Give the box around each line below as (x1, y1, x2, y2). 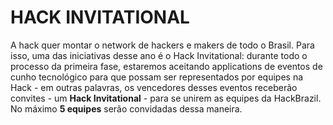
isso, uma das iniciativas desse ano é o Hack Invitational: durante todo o (10, 49, 308, 61)
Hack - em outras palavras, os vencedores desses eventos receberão (10, 81, 298, 93)
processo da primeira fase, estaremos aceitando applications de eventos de (10, 60, 323, 72)
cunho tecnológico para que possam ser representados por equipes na (10, 71, 304, 83)
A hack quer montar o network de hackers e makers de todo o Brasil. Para (10, 39, 315, 51)
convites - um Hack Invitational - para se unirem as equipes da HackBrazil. (10, 92, 322, 104)
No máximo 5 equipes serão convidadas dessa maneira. (10, 102, 243, 115)
